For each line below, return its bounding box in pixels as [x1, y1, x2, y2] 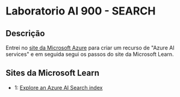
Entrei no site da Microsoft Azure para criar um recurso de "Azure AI [5, 44, 175, 51]
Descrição [5, 28, 45, 39]
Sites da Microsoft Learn [5, 68, 100, 78]
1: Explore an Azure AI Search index [14, 84, 103, 91]
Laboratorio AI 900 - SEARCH [5, 4, 156, 18]
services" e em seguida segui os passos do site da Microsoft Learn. [5, 51, 174, 58]
